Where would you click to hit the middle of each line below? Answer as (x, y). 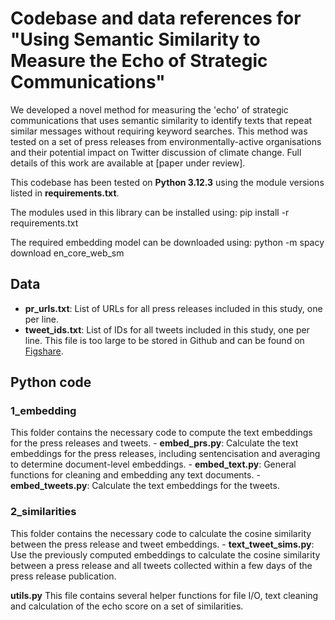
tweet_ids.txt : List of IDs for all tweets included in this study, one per (167, 329)
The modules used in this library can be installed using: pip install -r (150, 212)
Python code (51, 382)
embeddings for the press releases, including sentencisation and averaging (165, 454)
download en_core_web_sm (67, 253)
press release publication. (63, 576)
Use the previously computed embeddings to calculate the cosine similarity (165, 554)
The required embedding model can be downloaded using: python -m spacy (167, 242)
